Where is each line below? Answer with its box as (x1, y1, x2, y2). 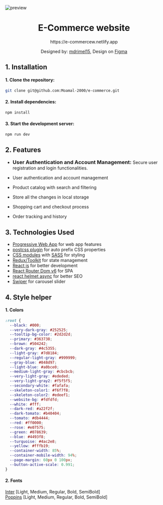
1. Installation (5, 63, 47, 71)
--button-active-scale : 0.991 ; (9, 462, 75, 467)
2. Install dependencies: (5, 99, 56, 104)
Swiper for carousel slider (12, 278, 66, 284)
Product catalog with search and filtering (12, 184, 96, 190)
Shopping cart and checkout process (12, 204, 89, 210)
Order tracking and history (12, 213, 67, 219)
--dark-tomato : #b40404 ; (9, 411, 61, 416)
